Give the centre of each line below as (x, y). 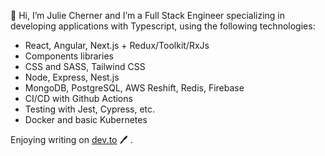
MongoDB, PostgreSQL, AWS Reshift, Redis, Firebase (134, 88)
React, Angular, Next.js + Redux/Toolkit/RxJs (117, 45)
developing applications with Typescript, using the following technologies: (163, 26)
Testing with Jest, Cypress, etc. (90, 109)
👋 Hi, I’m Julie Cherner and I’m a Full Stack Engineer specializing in (148, 15)
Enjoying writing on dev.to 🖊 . (71, 139)
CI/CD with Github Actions (78, 98)
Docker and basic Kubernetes (86, 119)
